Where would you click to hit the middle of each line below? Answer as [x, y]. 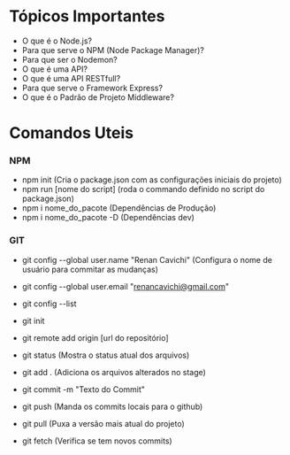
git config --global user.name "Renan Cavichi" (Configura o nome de [147, 259]
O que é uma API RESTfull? [71, 78]
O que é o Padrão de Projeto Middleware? [98, 97]
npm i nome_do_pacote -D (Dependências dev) [108, 218]
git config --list [49, 304]
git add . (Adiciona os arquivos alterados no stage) [114, 372]
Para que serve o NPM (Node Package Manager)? [113, 50]
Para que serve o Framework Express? [92, 88]
